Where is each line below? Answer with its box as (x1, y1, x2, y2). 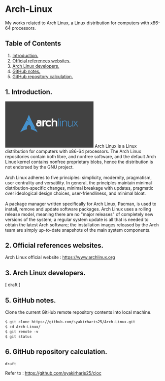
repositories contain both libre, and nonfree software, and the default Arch (5, 153, 156, 159)
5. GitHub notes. (5, 296, 56, 304)
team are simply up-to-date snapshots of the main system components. (5, 227, 151, 233)
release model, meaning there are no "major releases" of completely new (5, 211, 154, 217)
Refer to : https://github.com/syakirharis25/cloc (5, 370, 102, 376)
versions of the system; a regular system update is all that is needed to (5, 216, 149, 222)
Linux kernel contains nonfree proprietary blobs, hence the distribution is (5, 159, 154, 165)
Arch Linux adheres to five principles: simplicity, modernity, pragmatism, (5, 174, 152, 180)
